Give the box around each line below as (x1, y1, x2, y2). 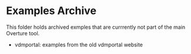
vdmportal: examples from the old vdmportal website (14, 41, 143, 48)
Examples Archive (6, 4, 97, 18)
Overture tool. (6, 29, 40, 36)
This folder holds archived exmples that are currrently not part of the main (6, 23, 186, 31)
